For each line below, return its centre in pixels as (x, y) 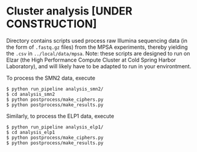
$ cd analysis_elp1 (31, 132)
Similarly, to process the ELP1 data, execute (60, 116)
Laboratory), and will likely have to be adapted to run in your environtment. (99, 66)
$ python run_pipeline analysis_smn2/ (55, 89)
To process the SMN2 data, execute (51, 78)
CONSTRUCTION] (52, 24)
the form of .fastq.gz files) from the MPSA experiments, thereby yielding (97, 47)
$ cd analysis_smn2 (31, 94)
